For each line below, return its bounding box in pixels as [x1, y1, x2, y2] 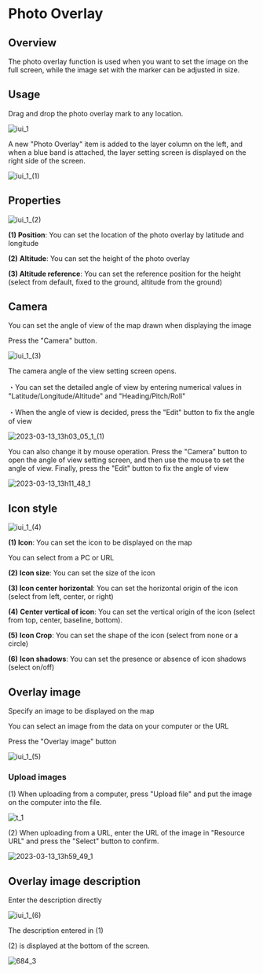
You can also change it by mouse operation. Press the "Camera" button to [8, 447, 247, 457]
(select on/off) [8, 663, 55, 672]
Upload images [8, 771, 67, 782]
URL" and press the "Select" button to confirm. [8, 836, 159, 846]
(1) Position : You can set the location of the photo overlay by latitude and [8, 229, 245, 240]
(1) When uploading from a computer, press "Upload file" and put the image [8, 789, 253, 799]
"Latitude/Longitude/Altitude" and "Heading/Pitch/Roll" [8, 391, 186, 401]
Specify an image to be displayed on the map [8, 707, 155, 716]
